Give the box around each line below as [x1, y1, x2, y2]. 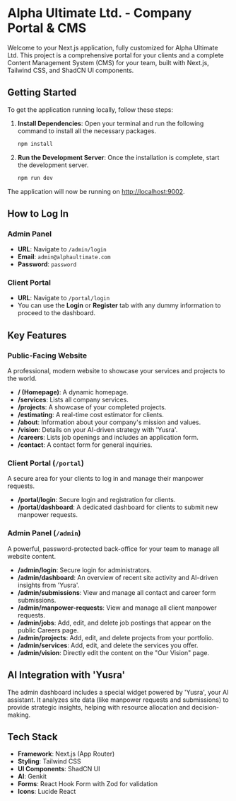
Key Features [7, 329, 67, 341]
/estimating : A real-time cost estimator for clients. [17, 411, 165, 419]
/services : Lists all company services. [17, 395, 129, 404]
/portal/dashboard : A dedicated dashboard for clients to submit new [17, 503, 218, 511]
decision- [191, 703, 220, 711]
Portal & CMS [7, 20, 87, 36]
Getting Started [7, 86, 77, 98]
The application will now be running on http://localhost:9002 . [7, 187, 185, 195]
